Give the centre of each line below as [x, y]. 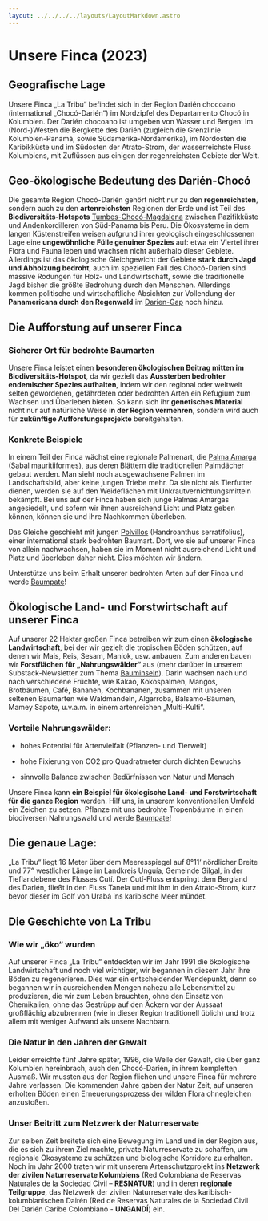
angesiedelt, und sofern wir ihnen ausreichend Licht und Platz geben [122, 508]
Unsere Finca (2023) [78, 55]
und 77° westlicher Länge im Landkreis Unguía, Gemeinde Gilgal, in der [126, 870]
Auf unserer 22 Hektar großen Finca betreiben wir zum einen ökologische [130, 639]
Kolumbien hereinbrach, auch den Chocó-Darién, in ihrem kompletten [123, 1069]
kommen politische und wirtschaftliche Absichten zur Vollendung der [122, 294]
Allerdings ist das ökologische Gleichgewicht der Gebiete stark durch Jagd [132, 260]
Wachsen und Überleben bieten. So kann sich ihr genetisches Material [126, 402]
